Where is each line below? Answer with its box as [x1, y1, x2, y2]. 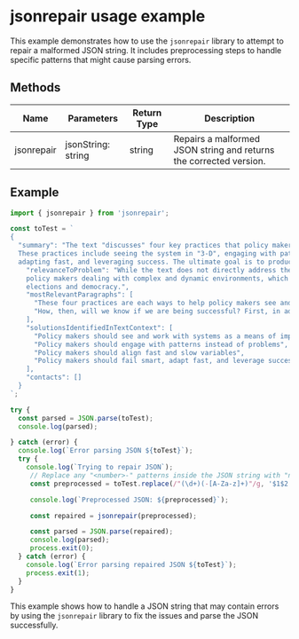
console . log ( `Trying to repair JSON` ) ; [26, 463, 174, 472]
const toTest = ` [10, 225, 75, 233]
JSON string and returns [173, 144, 275, 156]
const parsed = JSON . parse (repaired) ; [29, 527, 174, 536]
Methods [10, 80, 61, 95]
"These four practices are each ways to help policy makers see [33, 299, 277, 308]
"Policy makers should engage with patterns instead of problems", [33, 340, 289, 349]
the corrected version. [173, 154, 266, 167]
